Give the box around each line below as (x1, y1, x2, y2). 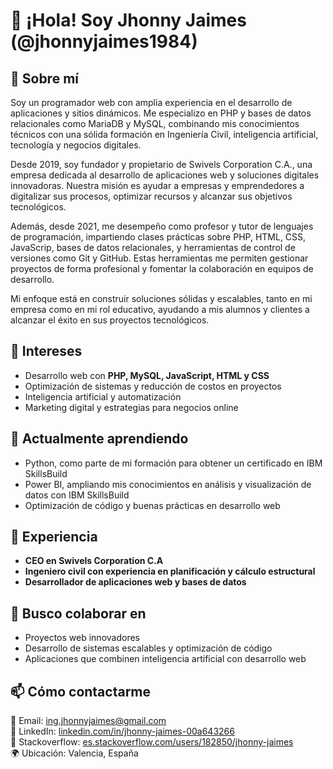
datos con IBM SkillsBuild (24, 489, 130, 501)
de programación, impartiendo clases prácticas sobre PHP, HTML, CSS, (10, 231, 307, 243)
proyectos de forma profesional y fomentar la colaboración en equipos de (10, 263, 314, 274)
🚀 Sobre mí (10, 70, 79, 87)
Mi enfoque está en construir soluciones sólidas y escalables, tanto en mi (10, 293, 313, 304)
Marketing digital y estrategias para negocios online (24, 401, 239, 413)
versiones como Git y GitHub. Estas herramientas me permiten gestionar (10, 252, 309, 264)
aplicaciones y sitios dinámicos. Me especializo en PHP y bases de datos (10, 107, 312, 119)
